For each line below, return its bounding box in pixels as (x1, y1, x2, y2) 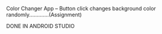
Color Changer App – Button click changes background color (6, 5, 157, 12)
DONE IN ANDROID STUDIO (6, 23, 75, 29)
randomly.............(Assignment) (6, 11, 82, 18)
